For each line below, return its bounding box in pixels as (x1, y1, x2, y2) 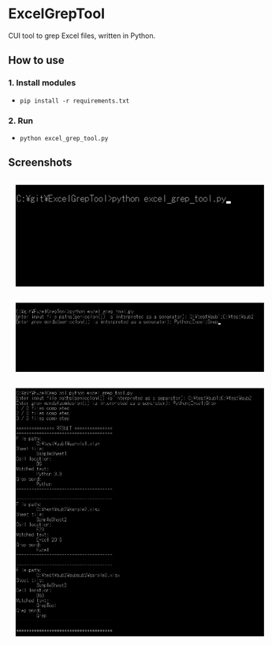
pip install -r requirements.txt (19, 96, 130, 105)
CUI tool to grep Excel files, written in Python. (8, 31, 156, 40)
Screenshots (8, 156, 73, 170)
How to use (8, 54, 65, 67)
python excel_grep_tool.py (19, 134, 109, 142)
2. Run (8, 115, 34, 126)
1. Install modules (8, 77, 76, 88)
